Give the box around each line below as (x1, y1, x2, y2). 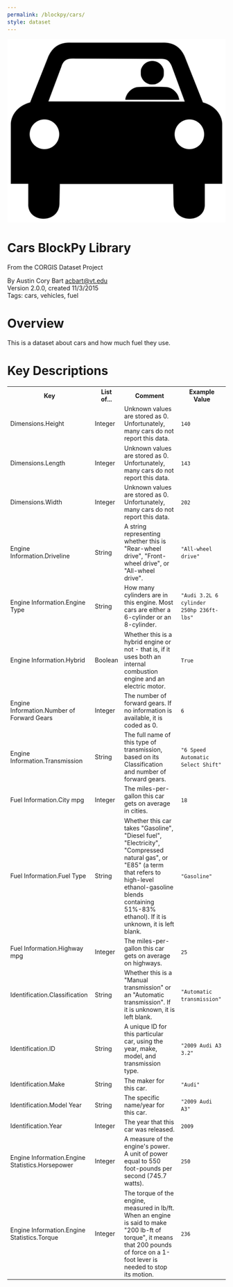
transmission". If (123, 998, 171, 1006)
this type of (123, 738, 157, 747)
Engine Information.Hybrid (10, 656, 85, 665)
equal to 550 (123, 1157, 161, 1165)
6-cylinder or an (123, 613, 171, 622)
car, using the (123, 1037, 164, 1045)
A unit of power (123, 1149, 169, 1158)
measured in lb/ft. (123, 1204, 175, 1212)
